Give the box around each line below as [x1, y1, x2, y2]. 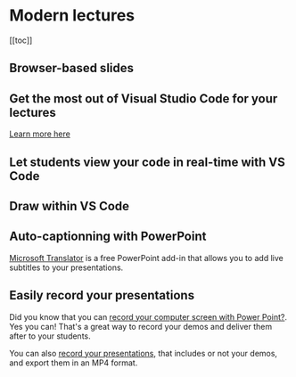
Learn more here [9, 128, 71, 139]
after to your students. [9, 331, 91, 341]
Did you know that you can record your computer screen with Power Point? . [9, 311, 288, 322]
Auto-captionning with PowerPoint [9, 229, 207, 244]
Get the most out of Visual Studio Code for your [9, 91, 278, 106]
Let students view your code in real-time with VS [9, 154, 285, 169]
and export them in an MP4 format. [9, 357, 138, 368]
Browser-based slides [9, 61, 135, 76]
